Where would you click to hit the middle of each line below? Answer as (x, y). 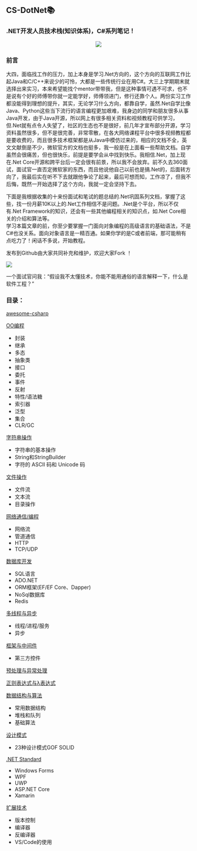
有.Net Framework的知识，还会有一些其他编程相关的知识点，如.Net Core (94, 211)
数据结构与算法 (24, 696)
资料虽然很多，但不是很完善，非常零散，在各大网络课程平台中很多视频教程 (96, 133)
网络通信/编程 (23, 517)
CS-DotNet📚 (31, 10)
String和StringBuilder (40, 457)
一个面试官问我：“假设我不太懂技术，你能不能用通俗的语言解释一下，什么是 (97, 276)
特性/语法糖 (28, 397)
